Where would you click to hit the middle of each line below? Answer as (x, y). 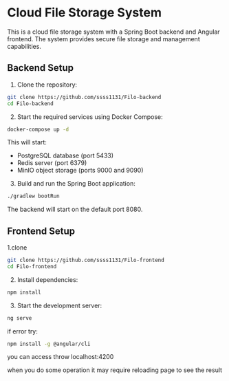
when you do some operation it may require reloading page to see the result (115, 370)
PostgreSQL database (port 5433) (65, 155)
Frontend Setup (41, 231)
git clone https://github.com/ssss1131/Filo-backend (84, 97)
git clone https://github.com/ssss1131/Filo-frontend (86, 260)
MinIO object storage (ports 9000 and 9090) (80, 171)
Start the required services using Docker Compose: (90, 117)
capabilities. (24, 46)
